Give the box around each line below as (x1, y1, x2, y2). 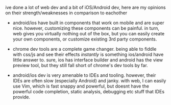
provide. (12, 94, 31, 100)
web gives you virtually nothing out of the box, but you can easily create (12, 31, 165, 36)
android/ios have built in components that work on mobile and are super (12, 20, 164, 26)
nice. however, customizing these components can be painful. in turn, (12, 25, 160, 31)
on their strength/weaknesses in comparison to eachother (5, 10, 128, 16)
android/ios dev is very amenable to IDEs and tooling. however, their (12, 72, 156, 78)
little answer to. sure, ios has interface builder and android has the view (12, 57, 163, 63)
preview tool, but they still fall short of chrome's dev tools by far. (12, 62, 148, 68)
